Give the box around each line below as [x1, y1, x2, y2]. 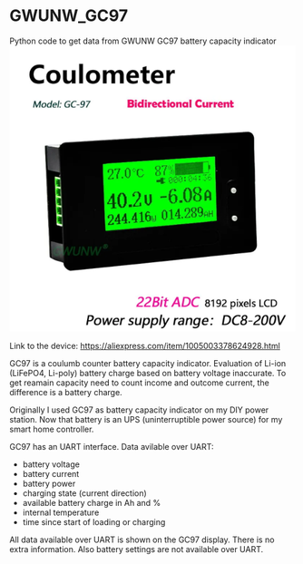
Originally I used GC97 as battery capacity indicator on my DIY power [9, 404, 269, 415]
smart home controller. [9, 423, 94, 434]
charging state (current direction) [22, 487, 147, 499]
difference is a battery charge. [9, 386, 122, 397]
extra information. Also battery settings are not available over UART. [9, 543, 264, 554]
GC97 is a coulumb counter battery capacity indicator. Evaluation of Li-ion [9, 357, 287, 368]
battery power [22, 478, 76, 489]
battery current [22, 468, 80, 479]
